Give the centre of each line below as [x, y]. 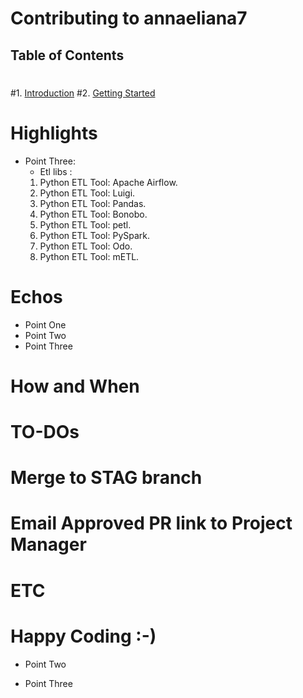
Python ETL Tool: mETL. [89, 256]
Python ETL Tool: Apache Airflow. [108, 182]
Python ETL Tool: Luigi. [87, 193]
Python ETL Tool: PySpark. [95, 235]
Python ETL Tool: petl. [85, 224]
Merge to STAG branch [106, 478]
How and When [75, 386]
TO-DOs [45, 432]
